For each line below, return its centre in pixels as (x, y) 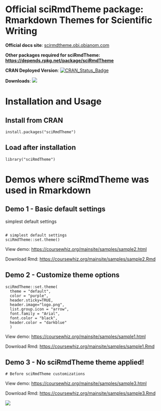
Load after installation (41, 148)
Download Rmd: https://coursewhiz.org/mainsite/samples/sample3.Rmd (80, 393)
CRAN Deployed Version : (32, 70)
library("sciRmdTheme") (30, 159)
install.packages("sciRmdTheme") (41, 132)
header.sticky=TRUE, (31, 300)
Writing (21, 31)
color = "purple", (29, 296)
